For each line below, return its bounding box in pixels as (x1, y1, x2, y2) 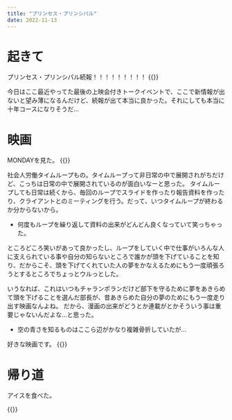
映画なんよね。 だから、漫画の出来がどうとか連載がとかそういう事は (19, 302, 215, 310)
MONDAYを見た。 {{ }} (7, 156, 71, 165)
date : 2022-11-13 (7, 17, 57, 24)
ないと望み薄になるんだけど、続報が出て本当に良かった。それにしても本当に (7, 96, 225, 105)
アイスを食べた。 (7, 392, 55, 400)
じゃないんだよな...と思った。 (12, 310, 98, 319)
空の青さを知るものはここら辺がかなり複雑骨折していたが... (17, 326, 187, 334)
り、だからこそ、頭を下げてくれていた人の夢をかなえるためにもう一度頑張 (7, 261, 219, 269)
